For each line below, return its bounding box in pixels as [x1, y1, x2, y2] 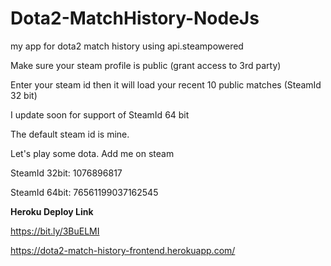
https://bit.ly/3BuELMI [10, 225, 100, 237]
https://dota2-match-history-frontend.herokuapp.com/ [10, 244, 236, 256]
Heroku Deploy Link [10, 205, 94, 217]
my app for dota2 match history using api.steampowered [10, 40, 244, 52]
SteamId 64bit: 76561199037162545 [10, 186, 159, 198]
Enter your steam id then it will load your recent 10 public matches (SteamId [10, 78, 322, 91]
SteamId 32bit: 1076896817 [10, 167, 123, 179]
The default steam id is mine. [10, 128, 130, 140]
